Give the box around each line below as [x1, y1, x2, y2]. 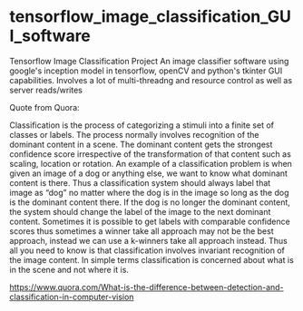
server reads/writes [9, 84, 83, 95]
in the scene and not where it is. [9, 264, 130, 275]
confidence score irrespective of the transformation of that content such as [9, 148, 292, 160]
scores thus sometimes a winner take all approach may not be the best [9, 225, 274, 237]
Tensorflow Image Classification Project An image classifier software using [9, 55, 289, 66]
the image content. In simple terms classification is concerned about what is [9, 254, 295, 265]
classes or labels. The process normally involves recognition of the [9, 129, 260, 140]
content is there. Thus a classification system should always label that [9, 177, 271, 188]
